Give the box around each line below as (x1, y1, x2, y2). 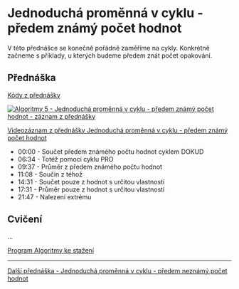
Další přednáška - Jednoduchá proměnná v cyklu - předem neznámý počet (7, 266, 228, 275)
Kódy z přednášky (7, 90, 60, 99)
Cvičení (7, 214, 43, 226)
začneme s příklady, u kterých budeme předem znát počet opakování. (7, 51, 213, 60)
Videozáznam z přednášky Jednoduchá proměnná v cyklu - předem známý (7, 126, 228, 135)
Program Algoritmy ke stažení (7, 246, 95, 254)
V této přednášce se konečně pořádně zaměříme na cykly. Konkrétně (7, 43, 210, 52)
